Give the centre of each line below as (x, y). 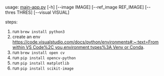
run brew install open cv (39, 52)
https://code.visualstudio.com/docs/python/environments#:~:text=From (85, 42)
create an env (26, 37)
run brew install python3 (39, 31)
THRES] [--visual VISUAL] (43, 12)
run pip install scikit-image (43, 68)
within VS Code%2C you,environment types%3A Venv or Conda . (78, 47)
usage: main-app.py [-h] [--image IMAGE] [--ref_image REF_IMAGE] (75, 7)
